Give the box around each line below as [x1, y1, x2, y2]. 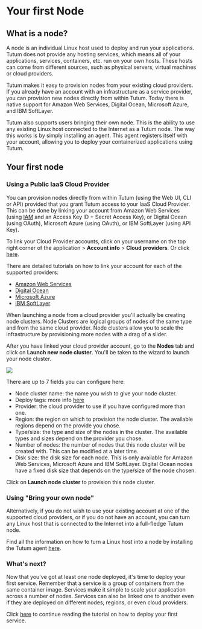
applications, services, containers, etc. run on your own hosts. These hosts [6, 57, 193, 64]
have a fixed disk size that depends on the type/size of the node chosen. [14, 467, 196, 474]
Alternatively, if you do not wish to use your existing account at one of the [6, 507, 190, 514]
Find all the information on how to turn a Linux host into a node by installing [6, 538, 193, 545]
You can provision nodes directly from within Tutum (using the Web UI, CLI [6, 194, 192, 201]
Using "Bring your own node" [6, 493, 95, 502]
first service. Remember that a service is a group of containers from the [6, 580, 185, 587]
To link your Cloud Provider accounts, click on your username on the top [6, 237, 186, 245]
